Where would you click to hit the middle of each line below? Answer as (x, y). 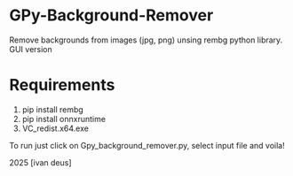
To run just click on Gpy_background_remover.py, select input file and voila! (147, 145)
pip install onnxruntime (64, 119)
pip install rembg (53, 109)
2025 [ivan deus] (41, 162)
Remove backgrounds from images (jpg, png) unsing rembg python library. (146, 40)
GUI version (31, 49)
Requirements (62, 85)
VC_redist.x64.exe (55, 128)
